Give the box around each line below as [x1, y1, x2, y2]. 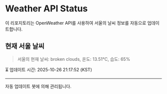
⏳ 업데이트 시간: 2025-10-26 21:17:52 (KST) [5, 66, 92, 72]
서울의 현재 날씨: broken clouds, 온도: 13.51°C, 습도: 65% [17, 56, 131, 62]
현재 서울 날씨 [5, 42, 45, 50]
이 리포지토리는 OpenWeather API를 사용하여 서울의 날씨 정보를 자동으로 [5, 20, 147, 26]
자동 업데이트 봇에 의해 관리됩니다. [5, 83, 72, 89]
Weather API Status [5, 3, 88, 14]
